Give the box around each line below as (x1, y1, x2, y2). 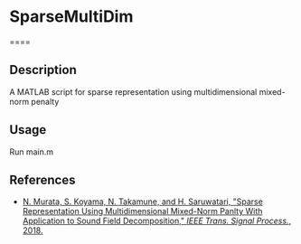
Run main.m (9, 146, 54, 157)
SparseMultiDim (9, 6, 134, 27)
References (9, 172, 76, 187)
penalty (31, 96, 60, 107)
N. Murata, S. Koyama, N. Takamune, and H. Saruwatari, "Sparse (22, 196, 264, 207)
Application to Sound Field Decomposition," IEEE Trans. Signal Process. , (22, 215, 292, 227)
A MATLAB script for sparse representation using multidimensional (9, 86, 258, 97)
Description (9, 62, 77, 78)
